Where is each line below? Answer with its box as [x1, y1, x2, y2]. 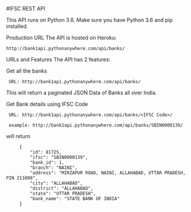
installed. [6, 23, 28, 30]
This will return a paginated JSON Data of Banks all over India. [6, 89, 157, 96]
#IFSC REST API [6, 5, 45, 12]
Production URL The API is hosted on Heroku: [6, 34, 117, 41]
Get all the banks [6, 67, 47, 74]
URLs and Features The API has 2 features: [6, 56, 111, 63]
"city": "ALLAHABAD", [29, 180, 83, 186]
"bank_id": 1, [29, 159, 65, 165]
